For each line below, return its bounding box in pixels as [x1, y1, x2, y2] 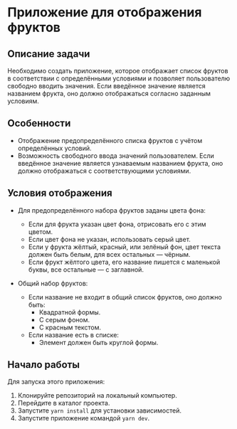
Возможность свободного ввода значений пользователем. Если [17, 151, 215, 160]
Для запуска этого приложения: [7, 378, 105, 386]
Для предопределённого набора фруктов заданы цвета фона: [17, 206, 206, 214]
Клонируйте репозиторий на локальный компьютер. [17, 391, 178, 400]
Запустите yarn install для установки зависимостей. [17, 406, 182, 415]
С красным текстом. [38, 323, 102, 332]
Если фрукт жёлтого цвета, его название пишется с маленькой [28, 258, 221, 266]
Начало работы [7, 359, 80, 371]
